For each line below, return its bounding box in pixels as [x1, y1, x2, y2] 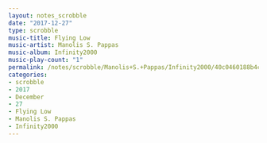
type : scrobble [8, 26, 59, 34]
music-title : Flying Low [8, 33, 91, 42]
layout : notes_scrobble [8, 11, 87, 20]
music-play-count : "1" [8, 56, 83, 64]
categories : [8, 71, 48, 79]
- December [8, 93, 44, 101]
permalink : [8, 64, 44, 71]
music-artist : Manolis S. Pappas [8, 41, 119, 49]
